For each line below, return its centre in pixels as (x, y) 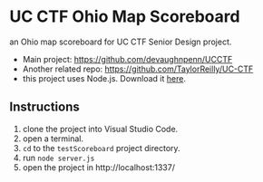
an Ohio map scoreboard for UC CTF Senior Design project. (121, 42)
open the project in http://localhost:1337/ (98, 167)
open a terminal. (53, 139)
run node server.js (58, 158)
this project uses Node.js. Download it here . (104, 78)
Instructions (44, 107)
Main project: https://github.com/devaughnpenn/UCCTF (127, 59)
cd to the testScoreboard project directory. (101, 148)
